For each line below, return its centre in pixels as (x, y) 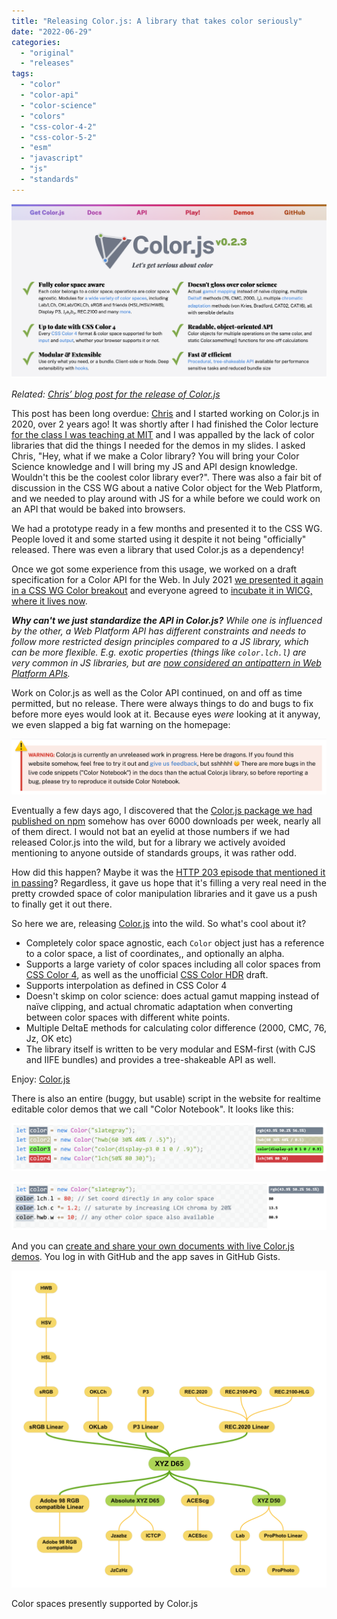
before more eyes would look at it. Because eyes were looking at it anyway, (166, 714)
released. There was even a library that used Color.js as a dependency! (158, 549)
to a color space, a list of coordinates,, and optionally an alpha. (155, 954)
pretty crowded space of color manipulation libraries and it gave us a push (164, 894)
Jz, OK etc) (49, 1039)
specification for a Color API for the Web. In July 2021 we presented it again (167, 579)
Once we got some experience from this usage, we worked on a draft (154, 569)
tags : (22, 74)
